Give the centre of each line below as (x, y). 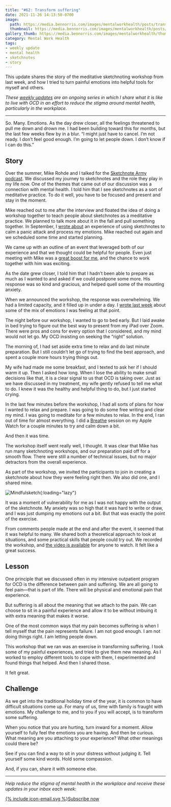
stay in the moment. (26, 200)
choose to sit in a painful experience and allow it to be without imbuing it (81, 610)
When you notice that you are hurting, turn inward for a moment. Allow (79, 727)
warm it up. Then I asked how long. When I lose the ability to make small (81, 373)
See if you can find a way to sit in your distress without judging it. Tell (78, 753)
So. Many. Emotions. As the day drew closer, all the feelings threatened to (82, 123)
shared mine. (19, 483)
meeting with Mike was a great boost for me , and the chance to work (77, 258)
